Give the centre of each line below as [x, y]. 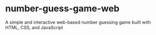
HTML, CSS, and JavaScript [34, 27]
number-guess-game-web [62, 9]
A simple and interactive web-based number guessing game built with [78, 22]
